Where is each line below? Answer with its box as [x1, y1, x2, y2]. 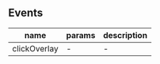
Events [8, 6, 44, 20]
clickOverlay [12, 43, 59, 54]
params [66, 29, 96, 40]
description [102, 29, 148, 40]
